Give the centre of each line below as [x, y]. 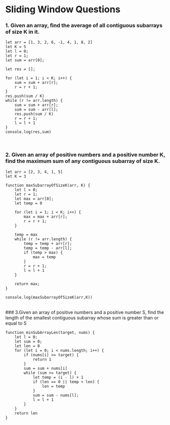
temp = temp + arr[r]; [48, 243]
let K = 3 [16, 176]
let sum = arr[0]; [25, 60]
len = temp [54, 386]
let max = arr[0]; [34, 199]
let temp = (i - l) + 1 [58, 377]
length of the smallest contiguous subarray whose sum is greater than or [82, 317]
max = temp [44, 257]
